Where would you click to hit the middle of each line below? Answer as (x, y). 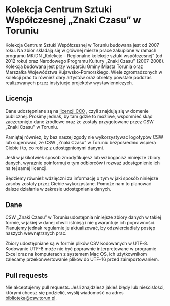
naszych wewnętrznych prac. (36, 233)
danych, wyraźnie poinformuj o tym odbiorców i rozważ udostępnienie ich (82, 163)
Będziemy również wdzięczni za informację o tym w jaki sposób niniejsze (82, 178)
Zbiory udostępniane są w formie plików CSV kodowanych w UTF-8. (77, 243)
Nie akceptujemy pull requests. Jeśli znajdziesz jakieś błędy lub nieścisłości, (85, 287)
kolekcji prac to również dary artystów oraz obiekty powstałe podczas (78, 77)
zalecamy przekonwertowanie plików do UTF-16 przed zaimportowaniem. (82, 259)
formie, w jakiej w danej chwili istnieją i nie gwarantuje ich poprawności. (80, 222)
